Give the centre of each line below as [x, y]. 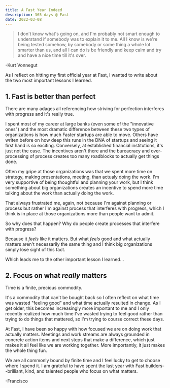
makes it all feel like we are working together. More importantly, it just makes [85, 345]
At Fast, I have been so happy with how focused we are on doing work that [83, 329]
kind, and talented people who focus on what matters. [81, 371]
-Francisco [16, 381]
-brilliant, [15, 371]
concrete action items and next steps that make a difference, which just [80, 340]
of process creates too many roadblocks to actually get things [94, 156]
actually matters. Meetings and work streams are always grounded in [77, 334]
